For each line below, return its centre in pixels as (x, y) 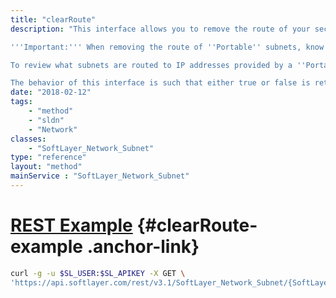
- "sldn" (46, 120)
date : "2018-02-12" (51, 92)
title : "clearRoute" (53, 19)
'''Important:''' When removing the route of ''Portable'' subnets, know (167, 47)
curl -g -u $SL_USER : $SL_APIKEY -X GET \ (98, 273)
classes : (28, 139)
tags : (21, 102)
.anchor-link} (143, 247)
